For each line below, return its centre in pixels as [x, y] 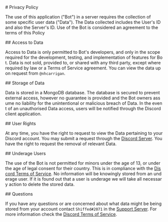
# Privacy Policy [22, 7]
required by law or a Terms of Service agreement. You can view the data [80, 68]
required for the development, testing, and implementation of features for [80, 57]
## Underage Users [25, 153]
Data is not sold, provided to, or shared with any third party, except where [85, 63]
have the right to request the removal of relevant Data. [61, 144]
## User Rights [20, 123]
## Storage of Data [25, 83]
